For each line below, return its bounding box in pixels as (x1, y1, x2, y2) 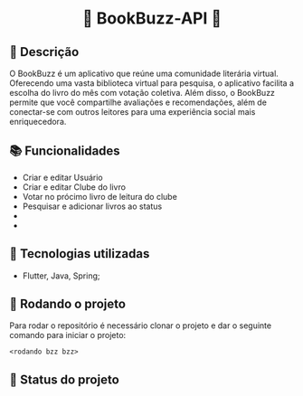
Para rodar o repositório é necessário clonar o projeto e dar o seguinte (9, 320, 272, 331)
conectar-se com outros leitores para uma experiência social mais (9, 107, 256, 117)
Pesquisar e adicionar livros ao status (22, 201, 163, 212)
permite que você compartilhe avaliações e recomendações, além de (9, 97, 267, 108)
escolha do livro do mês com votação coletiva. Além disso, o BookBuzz (9, 88, 276, 98)
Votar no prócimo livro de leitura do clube (22, 191, 178, 202)
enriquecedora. (9, 117, 67, 127)
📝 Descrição (9, 44, 80, 60)
